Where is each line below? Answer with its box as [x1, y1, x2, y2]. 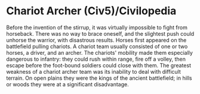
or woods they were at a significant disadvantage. [6, 80, 130, 87]
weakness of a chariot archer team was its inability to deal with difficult [6, 68, 181, 75]
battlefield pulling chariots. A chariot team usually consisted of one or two [6, 43, 188, 50]
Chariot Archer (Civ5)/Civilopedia [6, 4, 177, 18]
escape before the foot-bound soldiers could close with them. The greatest [6, 61, 191, 69]
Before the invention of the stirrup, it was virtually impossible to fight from [6, 24, 188, 31]
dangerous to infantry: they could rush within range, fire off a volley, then [6, 55, 186, 62]
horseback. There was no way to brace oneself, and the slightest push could [6, 30, 195, 37]
